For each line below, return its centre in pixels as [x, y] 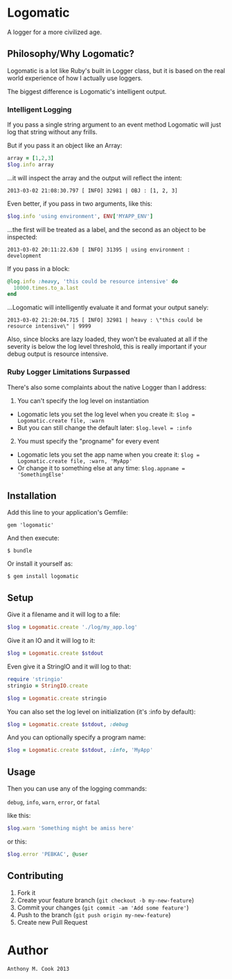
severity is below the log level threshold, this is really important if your [107, 347]
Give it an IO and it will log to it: [51, 641]
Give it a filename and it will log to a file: [64, 615]
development [24, 256]
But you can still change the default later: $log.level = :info [105, 427]
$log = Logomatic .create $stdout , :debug [68, 724]
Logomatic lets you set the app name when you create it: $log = [108, 454]
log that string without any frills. [52, 132]
